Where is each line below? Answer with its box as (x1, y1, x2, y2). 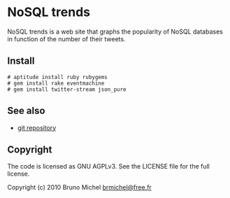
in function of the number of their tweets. (7, 34, 126, 43)
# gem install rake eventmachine (7, 80, 105, 87)
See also (7, 105, 45, 117)
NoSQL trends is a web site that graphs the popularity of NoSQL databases (7, 27, 224, 36)
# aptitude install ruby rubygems (7, 73, 108, 80)
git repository (17, 123, 57, 132)
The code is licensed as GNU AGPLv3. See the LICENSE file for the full (7, 162, 210, 171)
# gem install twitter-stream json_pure (7, 85, 127, 93)
